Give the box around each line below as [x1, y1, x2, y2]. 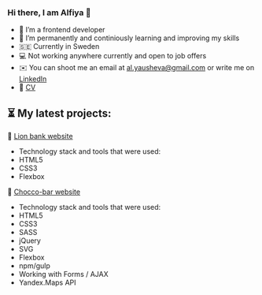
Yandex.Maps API [18, 278, 76, 287]
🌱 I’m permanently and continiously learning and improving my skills [18, 33, 240, 43]
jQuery [18, 236, 41, 245]
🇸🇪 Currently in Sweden [18, 42, 100, 51]
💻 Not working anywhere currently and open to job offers [18, 51, 207, 61]
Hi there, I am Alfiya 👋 [7, 7, 91, 18]
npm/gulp [18, 261, 50, 271]
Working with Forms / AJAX [18, 270, 109, 279]
